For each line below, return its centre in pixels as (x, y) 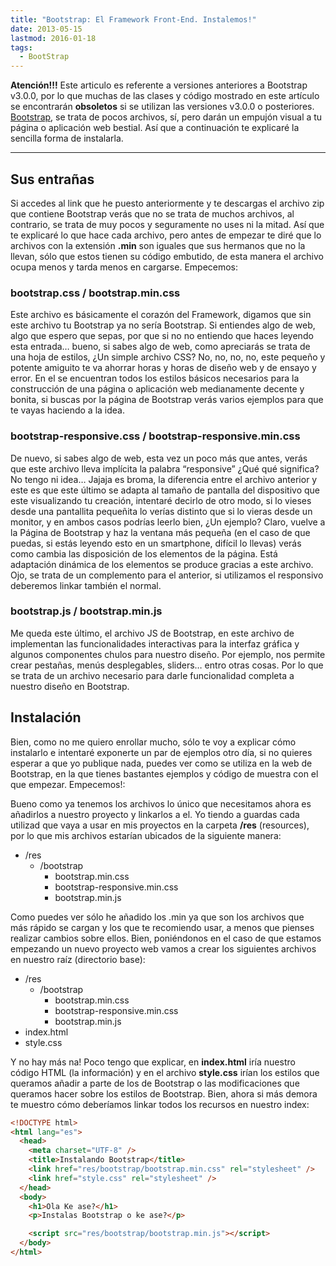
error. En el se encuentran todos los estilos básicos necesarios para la (155, 378)
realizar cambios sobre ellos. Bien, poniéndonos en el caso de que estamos (166, 938)
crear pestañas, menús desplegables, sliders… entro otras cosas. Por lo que (167, 665)
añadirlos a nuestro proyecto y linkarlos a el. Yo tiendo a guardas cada (155, 814)
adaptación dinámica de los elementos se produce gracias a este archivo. (162, 564)
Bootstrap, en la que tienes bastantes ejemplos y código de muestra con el (164, 773)
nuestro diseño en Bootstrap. (70, 686)
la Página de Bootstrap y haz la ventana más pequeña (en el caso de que (160, 532)
